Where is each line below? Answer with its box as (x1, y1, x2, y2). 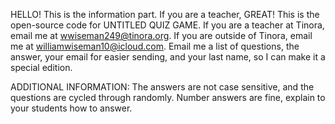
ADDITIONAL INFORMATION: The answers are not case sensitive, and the (10, 81, 315, 93)
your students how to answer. (10, 102, 133, 114)
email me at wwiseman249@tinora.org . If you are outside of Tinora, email (10, 30, 313, 41)
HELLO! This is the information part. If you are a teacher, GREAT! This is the (10, 9, 320, 20)
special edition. (10, 62, 73, 73)
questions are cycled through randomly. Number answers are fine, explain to (10, 92, 326, 103)
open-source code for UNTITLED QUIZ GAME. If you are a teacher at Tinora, (10, 19, 325, 31)
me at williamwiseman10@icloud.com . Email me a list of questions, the (10, 40, 300, 52)
